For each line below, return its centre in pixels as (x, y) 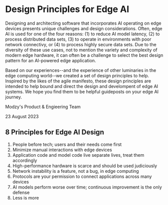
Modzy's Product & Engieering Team (43, 107)
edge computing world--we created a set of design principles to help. (77, 75)
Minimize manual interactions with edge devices (62, 150)
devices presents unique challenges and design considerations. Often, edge (84, 28)
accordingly (25, 160)
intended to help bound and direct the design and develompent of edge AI (82, 86)
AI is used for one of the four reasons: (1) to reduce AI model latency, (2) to (82, 34)
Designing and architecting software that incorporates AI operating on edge (83, 23)
